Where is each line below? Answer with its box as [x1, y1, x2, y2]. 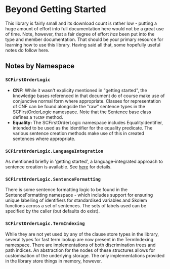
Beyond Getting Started [5, 4, 106, 15]
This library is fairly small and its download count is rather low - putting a [5, 20, 157, 26]
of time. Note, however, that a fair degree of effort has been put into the [5, 31, 155, 37]
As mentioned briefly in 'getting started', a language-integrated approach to [5, 158, 163, 164]
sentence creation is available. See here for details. [5, 163, 112, 170]
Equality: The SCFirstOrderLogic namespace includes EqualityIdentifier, [12, 119, 163, 125]
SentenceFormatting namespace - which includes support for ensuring [5, 192, 153, 198]
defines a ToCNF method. [12, 114, 63, 120]
